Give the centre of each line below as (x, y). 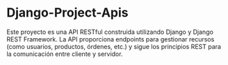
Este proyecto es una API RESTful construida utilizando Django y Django (110, 32)
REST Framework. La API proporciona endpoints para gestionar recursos (111, 39)
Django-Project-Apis (67, 13)
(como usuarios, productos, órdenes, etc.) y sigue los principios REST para (114, 46)
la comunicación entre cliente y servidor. (65, 54)
